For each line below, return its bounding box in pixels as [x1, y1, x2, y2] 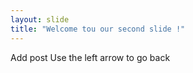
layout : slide [10, 14, 70, 25]
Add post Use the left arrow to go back [10, 51, 171, 63]
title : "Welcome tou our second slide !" [10, 24, 186, 34]
